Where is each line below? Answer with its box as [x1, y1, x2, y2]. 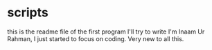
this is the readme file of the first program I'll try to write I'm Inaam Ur [7, 27, 205, 36]
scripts [7, 5, 48, 21]
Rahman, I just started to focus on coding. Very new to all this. [7, 34, 184, 42]
